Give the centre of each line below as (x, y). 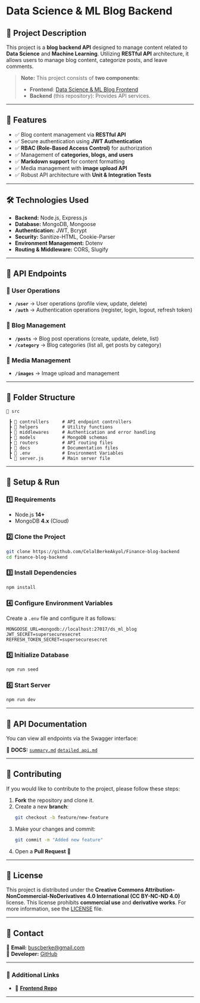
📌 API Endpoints (37, 274)
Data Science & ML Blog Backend (89, 11)
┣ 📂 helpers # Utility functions (61, 427)
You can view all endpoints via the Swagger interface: (72, 739)
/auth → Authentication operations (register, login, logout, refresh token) (103, 310)
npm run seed (22, 669)
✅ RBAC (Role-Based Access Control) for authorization (83, 148)
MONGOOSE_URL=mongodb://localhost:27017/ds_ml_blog (71, 629)
